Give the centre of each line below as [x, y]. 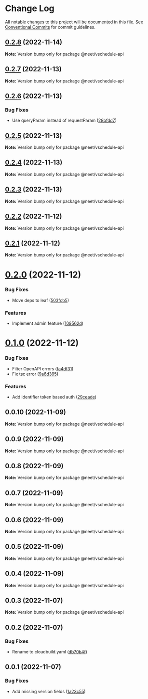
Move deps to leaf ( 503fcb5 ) [40, 300]
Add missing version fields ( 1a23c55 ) [49, 691]
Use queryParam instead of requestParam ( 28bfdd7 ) [64, 120]
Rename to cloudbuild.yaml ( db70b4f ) [50, 652]
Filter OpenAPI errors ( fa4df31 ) [43, 368]
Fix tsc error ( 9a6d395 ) [35, 374]
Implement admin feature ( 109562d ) [47, 323]
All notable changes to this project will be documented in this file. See [74, 22]
